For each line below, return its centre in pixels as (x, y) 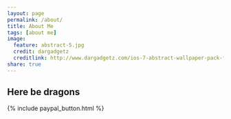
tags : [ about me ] (32, 32)
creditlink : (31, 58)
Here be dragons (44, 92)
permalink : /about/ (35, 20)
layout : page (26, 13)
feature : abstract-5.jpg (49, 45)
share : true (24, 64)
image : (16, 39)
